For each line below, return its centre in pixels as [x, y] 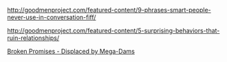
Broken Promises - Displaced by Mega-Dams [71, 51]
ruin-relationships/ [33, 38]
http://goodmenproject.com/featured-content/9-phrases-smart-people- [109, 10]
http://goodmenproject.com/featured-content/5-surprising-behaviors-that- [113, 31]
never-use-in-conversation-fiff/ [52, 17]
